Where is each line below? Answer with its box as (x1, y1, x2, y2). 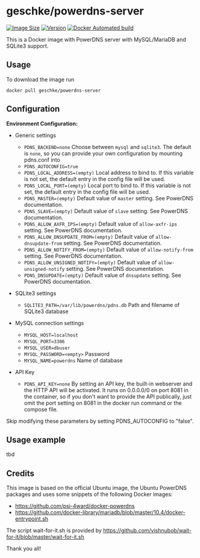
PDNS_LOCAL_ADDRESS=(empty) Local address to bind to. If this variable (23, 169, 194, 176)
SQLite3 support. (6, 42, 49, 49)
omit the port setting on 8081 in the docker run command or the (23, 399, 182, 407)
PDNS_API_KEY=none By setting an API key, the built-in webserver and (23, 380, 193, 387)
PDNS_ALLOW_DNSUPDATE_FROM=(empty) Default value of (23, 233, 155, 240)
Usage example (6, 434, 66, 445)
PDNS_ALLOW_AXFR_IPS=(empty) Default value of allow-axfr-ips (23, 220, 178, 227)
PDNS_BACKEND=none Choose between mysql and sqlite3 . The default (23, 143, 192, 150)
